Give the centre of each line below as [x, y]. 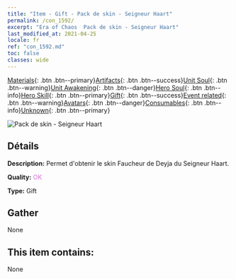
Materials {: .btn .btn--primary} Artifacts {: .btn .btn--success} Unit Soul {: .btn [118, 80]
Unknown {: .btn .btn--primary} [66, 110]
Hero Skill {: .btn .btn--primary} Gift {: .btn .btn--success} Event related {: [124, 95]
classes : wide [28, 60]
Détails [23, 146]
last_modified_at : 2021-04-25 [52, 34]
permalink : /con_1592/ [41, 21]
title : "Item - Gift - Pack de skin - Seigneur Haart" [90, 14]
